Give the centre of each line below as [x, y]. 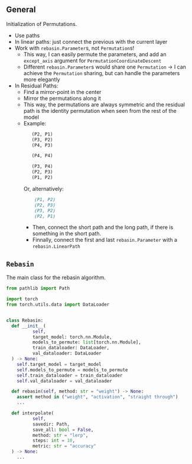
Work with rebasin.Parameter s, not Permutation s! [74, 48]
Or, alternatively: [43, 189]
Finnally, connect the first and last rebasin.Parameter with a [105, 240]
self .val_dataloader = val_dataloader [64, 381]
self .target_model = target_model [59, 364]
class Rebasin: [25, 320]
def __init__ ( [29, 326]
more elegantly [42, 79]
